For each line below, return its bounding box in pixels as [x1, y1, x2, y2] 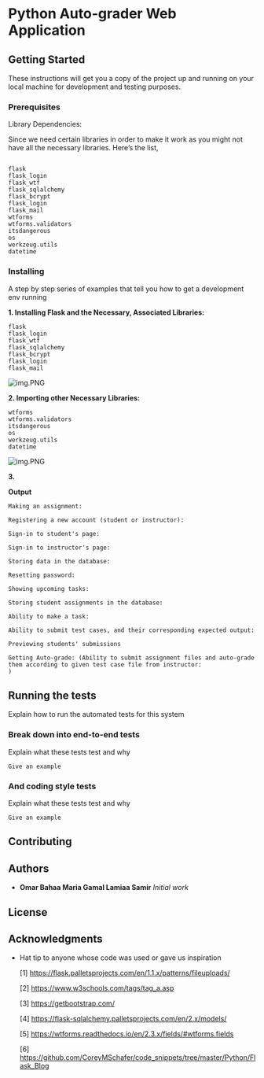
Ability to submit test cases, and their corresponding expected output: [8, 626, 255, 634]
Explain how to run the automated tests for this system [8, 710, 185, 719]
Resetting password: [8, 571, 76, 579]
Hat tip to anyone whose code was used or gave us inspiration [19, 953, 222, 962]
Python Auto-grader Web [8, 5, 177, 23]
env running [8, 292, 47, 301]
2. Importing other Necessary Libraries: [8, 393, 140, 402]
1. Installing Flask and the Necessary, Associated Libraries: [8, 308, 205, 317]
